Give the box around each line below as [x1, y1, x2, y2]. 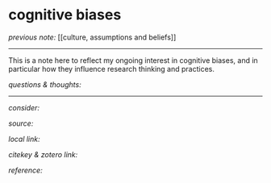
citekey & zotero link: [8, 149, 78, 159]
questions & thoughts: [8, 79, 82, 89]
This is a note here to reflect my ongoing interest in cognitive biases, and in [8, 55, 258, 65]
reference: [8, 165, 43, 175]
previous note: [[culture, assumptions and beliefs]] [8, 32, 177, 42]
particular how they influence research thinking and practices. [8, 64, 215, 73]
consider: [8, 102, 40, 112]
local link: [8, 134, 40, 143]
